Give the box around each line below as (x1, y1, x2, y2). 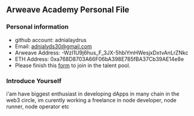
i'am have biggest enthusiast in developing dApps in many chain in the (6, 90, 180, 97)
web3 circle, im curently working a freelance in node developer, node (6, 96, 177, 103)
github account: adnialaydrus (14, 36, 87, 44)
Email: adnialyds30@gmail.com (14, 42, 93, 50)
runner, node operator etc (6, 103, 70, 110)
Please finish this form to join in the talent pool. (14, 62, 131, 69)
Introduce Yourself (6, 77, 61, 85)
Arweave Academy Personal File (6, 5, 130, 15)
